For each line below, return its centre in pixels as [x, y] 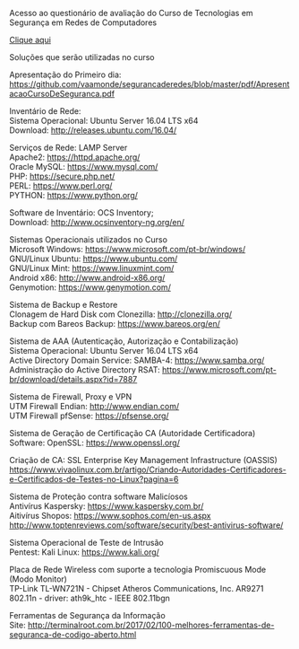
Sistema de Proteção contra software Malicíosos [98, 496]
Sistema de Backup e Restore [64, 305]
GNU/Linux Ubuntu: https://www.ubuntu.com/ [94, 259]
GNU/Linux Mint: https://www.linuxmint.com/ [92, 268]
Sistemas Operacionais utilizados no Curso [89, 240]
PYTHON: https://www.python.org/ [74, 195]
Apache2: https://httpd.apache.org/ [75, 157]
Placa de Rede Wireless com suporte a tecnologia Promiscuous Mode [138, 570]
